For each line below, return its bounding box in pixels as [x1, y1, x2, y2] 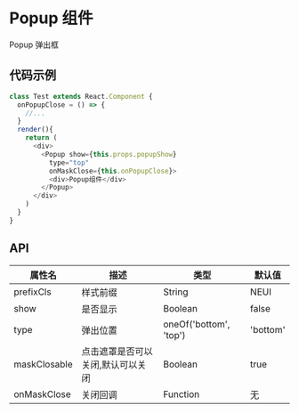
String [163, 286, 189, 298]
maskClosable [13, 358, 73, 370]
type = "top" [48, 158, 90, 167]
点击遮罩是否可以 [81, 344, 153, 357]
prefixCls [13, 286, 52, 298]
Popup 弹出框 [9, 39, 60, 50]
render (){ [17, 126, 53, 134]
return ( [25, 134, 58, 142]
